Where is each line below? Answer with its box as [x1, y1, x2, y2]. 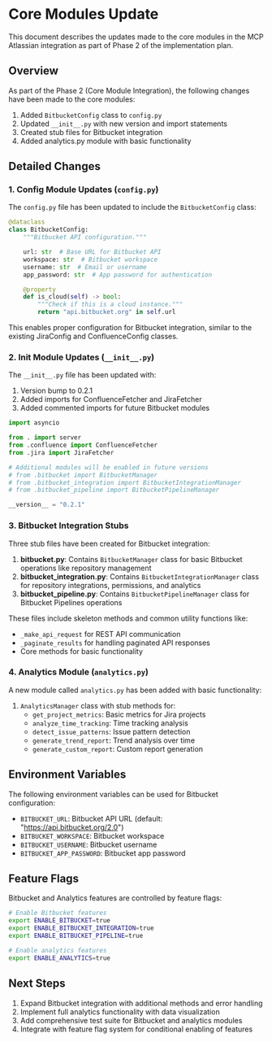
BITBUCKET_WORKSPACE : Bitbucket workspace [19, 831, 165, 840]
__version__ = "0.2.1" [8, 501, 85, 509]
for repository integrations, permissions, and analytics [19, 580, 201, 590]
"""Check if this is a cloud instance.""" [37, 300, 183, 309]
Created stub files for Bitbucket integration [19, 127, 163, 137]
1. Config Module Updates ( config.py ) [8, 184, 159, 195]
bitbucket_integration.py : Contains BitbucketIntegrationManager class [19, 571, 260, 582]
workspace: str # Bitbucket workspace [23, 255, 158, 264]
